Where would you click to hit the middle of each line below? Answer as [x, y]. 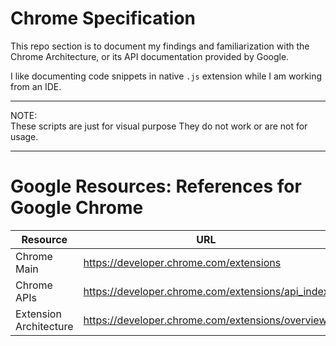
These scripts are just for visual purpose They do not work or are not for [159, 126]
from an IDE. [36, 86]
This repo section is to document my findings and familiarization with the [160, 46]
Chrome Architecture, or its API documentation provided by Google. [150, 56]
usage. [24, 136]
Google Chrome [77, 208]
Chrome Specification [103, 18]
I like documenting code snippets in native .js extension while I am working [166, 76]
